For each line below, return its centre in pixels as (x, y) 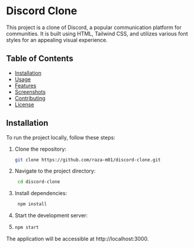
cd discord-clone (39, 182)
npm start (27, 228)
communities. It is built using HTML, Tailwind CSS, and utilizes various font (97, 33)
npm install (32, 204)
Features (25, 85)
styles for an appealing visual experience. (57, 40)
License (24, 104)
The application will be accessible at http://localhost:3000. (77, 239)
